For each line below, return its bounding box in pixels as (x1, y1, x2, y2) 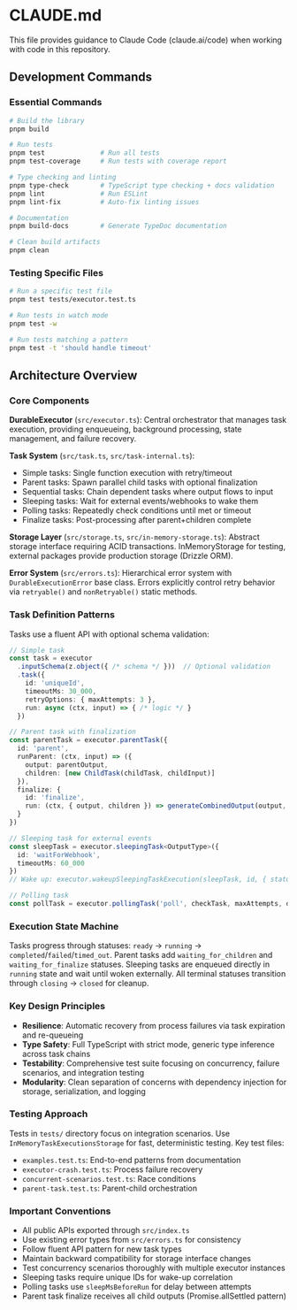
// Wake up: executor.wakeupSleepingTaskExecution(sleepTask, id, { (9, 875, 267, 885)
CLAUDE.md (9, 5, 103, 26)
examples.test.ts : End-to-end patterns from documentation (21, 1154, 241, 1165)
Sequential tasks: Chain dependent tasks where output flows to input (21, 486, 274, 497)
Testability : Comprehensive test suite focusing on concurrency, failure (21, 1058, 280, 1069)
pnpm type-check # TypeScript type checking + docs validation (9, 180, 275, 190)
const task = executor (9, 654, 93, 663)
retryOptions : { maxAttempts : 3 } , (25, 695, 156, 704)
